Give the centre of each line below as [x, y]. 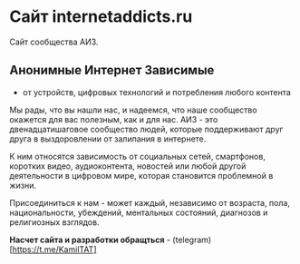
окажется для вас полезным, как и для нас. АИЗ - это [114, 119]
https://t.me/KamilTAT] [54, 249]
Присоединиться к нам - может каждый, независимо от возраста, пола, [150, 202]
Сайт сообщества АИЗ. [54, 42]
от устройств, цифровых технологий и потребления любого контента [157, 92]
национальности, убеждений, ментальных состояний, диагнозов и [139, 212]
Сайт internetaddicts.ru [101, 17]
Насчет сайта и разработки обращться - [90, 240]
